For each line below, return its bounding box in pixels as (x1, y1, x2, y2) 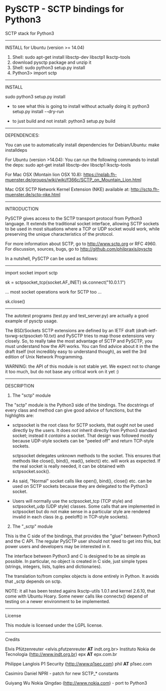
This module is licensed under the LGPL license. (5, 622, 103, 628)
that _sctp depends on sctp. (5, 578, 62, 584)
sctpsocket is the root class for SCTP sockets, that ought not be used (12, 422, 154, 428)
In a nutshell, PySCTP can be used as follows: (5, 256, 98, 261)
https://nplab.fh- (83, 172, 117, 177)
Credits (5, 636, 20, 642)
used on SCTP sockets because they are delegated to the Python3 (12, 483, 148, 489)
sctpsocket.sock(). (12, 468, 50, 474)
